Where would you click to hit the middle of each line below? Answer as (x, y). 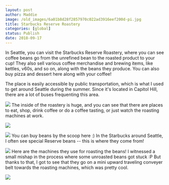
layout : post (19, 10)
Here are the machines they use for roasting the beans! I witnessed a (83, 151)
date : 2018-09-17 (24, 38)
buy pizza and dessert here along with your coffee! (58, 74)
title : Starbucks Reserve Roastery (43, 24)
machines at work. (25, 115)
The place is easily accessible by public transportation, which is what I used (84, 83)
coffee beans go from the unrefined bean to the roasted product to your (80, 58)
